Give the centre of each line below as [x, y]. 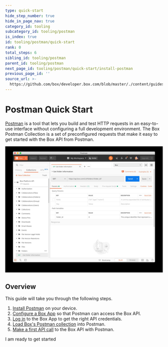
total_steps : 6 [21, 52]
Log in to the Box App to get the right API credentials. [67, 319]
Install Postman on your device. [45, 308]
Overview [21, 286]
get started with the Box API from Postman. [49, 139]
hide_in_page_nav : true [30, 21]
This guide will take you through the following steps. [59, 299]
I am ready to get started [31, 339]
